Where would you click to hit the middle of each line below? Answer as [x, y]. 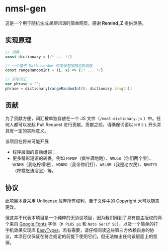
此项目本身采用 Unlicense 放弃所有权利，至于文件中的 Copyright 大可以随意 [83, 201]
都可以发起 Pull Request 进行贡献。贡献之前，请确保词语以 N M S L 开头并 [87, 125]
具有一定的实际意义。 [27, 130]
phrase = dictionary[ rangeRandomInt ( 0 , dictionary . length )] [69, 89]
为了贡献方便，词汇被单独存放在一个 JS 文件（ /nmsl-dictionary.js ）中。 [81, 118]
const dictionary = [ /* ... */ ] [39, 57]
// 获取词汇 [16, 79]
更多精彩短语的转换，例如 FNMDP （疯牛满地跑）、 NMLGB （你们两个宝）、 [83, 158]
